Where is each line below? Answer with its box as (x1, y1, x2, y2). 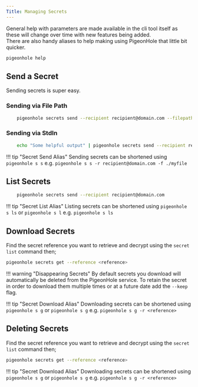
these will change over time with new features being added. (6, 31, 151, 38)
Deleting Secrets (6, 324, 69, 334)
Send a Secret (6, 71, 59, 81)
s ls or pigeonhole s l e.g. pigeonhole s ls (6, 209, 114, 216)
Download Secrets (6, 226, 75, 236)
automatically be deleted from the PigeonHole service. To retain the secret (6, 277, 187, 284)
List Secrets (6, 176, 51, 186)
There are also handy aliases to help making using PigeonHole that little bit (6, 37, 187, 44)
